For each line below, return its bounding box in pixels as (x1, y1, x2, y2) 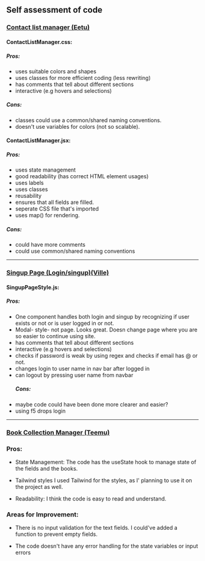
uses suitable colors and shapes (15, 67, 96, 75)
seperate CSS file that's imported (15, 205, 99, 212)
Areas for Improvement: (6, 510, 79, 518)
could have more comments (15, 241, 85, 248)
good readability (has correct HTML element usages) (15, 173, 149, 180)
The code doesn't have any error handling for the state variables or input (15, 543, 198, 550)
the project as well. (15, 483, 63, 491)
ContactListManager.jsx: (6, 137, 71, 144)
